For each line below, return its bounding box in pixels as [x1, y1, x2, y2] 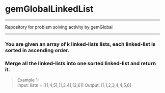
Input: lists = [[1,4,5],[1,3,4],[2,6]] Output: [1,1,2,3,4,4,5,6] [17, 82, 132, 88]
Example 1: [17, 77, 39, 83]
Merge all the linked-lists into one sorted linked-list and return [5, 60, 156, 67]
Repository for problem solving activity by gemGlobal [5, 24, 113, 30]
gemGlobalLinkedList [5, 3, 94, 15]
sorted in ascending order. [5, 47, 70, 54]
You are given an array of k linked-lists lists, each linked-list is [5, 40, 156, 47]
